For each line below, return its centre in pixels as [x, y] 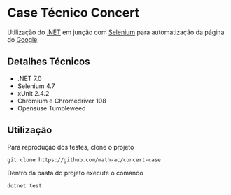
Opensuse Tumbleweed [51, 108]
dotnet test [24, 186]
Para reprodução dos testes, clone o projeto [71, 147]
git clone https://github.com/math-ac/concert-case [84, 160]
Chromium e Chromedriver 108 [62, 101]
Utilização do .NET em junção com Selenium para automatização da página [116, 32]
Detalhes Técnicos [49, 62]
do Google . [23, 39]
